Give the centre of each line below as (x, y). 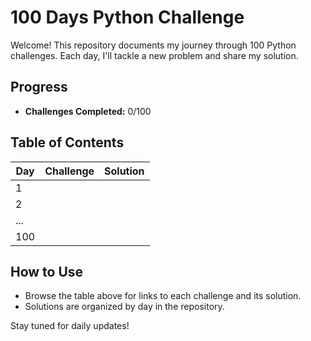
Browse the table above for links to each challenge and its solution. (163, 296)
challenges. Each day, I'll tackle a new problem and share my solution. (154, 55)
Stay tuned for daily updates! (70, 326)
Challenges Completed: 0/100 (88, 111)
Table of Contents (67, 142)
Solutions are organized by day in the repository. (124, 307)
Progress (39, 87)
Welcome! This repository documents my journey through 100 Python (153, 45)
